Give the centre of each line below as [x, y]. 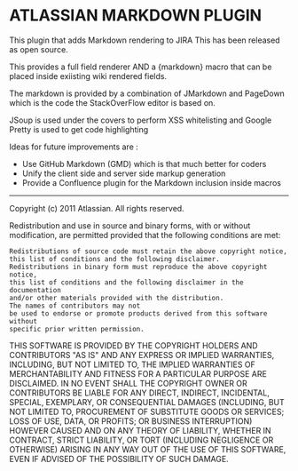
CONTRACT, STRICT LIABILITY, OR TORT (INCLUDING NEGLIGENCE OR [141, 440]
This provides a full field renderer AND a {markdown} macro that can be [141, 67]
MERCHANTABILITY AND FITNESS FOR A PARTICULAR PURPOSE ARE [138, 373]
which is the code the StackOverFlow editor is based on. [112, 102]
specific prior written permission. [77, 329]
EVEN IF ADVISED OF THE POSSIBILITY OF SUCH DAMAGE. [119, 459]
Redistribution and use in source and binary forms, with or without [130, 225]
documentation [35, 290]
